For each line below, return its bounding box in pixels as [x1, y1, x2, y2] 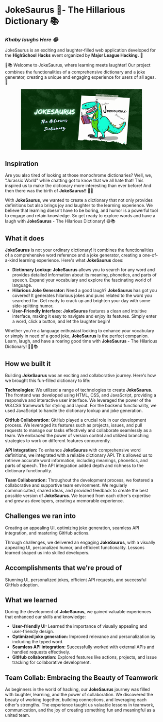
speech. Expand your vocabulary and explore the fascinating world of [12, 277, 152, 283]
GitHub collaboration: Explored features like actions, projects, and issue [12, 654, 157, 660]
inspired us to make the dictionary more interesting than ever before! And [5, 183, 152, 189]
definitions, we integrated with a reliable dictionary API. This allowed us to [5, 452, 153, 458]
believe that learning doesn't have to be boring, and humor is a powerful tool [5, 207, 158, 213]
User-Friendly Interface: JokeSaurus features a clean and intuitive [12, 308, 147, 314]
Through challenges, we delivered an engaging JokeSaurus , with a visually [5, 539, 156, 545]
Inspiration [5, 159, 39, 168]
